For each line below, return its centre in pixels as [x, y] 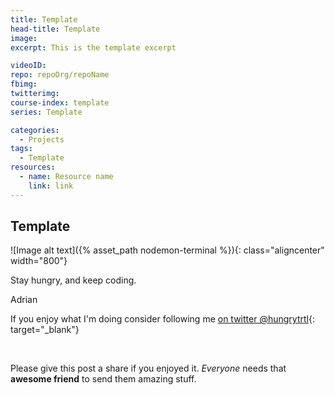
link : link [51, 186]
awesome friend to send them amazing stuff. [103, 379]
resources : [33, 167]
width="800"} [39, 261]
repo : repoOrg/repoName [60, 75]
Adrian [24, 300]
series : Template [46, 112]
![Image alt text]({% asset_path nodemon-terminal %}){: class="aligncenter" [167, 250]
